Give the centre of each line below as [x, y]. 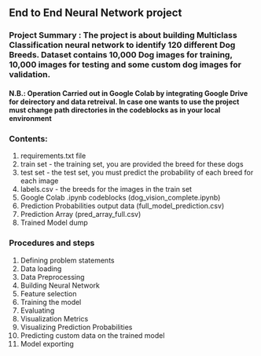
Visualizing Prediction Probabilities [76, 327]
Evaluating [37, 310]
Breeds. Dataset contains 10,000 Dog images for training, [121, 55]
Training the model [51, 302]
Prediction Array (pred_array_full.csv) [81, 215]
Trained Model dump [54, 222]
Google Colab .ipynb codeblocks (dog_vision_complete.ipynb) [120, 198]
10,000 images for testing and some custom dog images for [125, 64]
